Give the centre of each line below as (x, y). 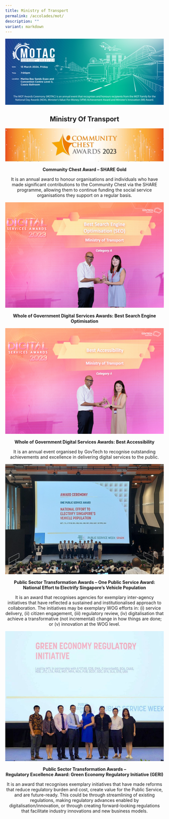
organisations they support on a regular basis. (84, 195)
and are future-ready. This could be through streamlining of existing (84, 795)
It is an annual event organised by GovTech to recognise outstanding (84, 452)
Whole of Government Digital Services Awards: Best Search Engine (84, 316)
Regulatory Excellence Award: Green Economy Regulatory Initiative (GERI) (84, 775)
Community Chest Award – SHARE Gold (84, 169)
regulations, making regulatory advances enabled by (84, 800)
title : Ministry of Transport (37, 11)
